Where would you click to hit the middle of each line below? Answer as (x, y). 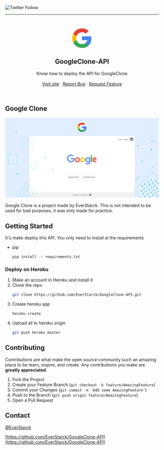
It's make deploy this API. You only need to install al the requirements (74, 238)
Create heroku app (31, 304)
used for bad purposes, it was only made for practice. (59, 211)
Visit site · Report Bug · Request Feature (82, 84)
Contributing (25, 348)
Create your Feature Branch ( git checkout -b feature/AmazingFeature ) (84, 385)
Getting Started (29, 226)
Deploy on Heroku (27, 270)
